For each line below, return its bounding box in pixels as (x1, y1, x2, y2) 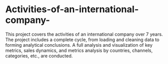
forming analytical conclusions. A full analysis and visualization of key (5, 42, 153, 48)
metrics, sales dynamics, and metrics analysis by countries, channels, (5, 47, 153, 53)
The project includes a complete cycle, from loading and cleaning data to (5, 37, 160, 43)
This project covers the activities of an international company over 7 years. (5, 31, 163, 37)
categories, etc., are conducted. (5, 52, 73, 59)
